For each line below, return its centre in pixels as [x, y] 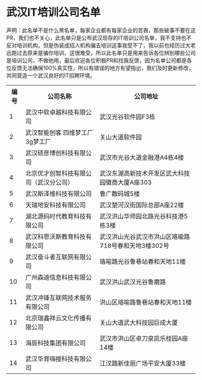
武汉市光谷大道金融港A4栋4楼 [142, 157]
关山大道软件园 [121, 137]
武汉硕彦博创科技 [49, 153]
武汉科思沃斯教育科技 [55, 236]
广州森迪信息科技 [49, 277]
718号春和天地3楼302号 [134, 245]
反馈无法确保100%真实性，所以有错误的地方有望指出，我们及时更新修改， [103, 68]
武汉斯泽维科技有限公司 [58, 194]
